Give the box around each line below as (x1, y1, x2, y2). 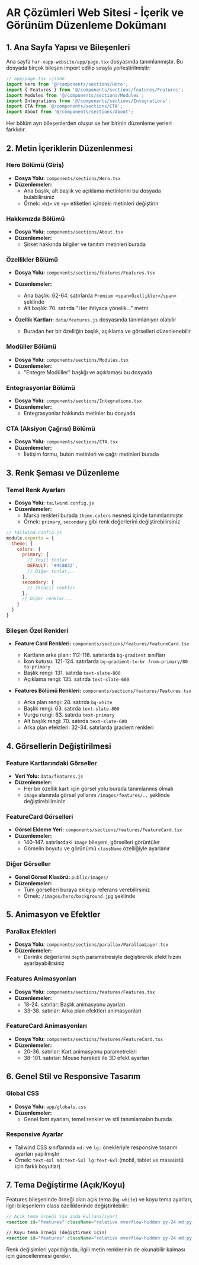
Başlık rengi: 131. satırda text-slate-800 (23, 669, 121, 677)
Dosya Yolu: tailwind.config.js (14, 499, 95, 506)
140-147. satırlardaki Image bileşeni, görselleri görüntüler (23, 838, 161, 846)
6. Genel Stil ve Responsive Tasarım (6, 1071, 141, 1081)
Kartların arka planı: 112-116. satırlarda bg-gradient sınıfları (23, 651, 166, 659)
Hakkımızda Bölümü (6, 214, 65, 223)
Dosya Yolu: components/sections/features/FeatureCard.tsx (14, 1035, 163, 1042)
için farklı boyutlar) (14, 1162, 61, 1170)
